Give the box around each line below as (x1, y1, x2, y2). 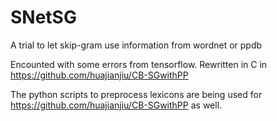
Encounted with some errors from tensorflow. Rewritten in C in (10, 58, 268, 70)
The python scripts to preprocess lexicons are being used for (10, 88, 263, 100)
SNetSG (10, 6, 77, 29)
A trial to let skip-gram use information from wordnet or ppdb (10, 39, 263, 51)
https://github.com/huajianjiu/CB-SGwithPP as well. (10, 99, 223, 111)
